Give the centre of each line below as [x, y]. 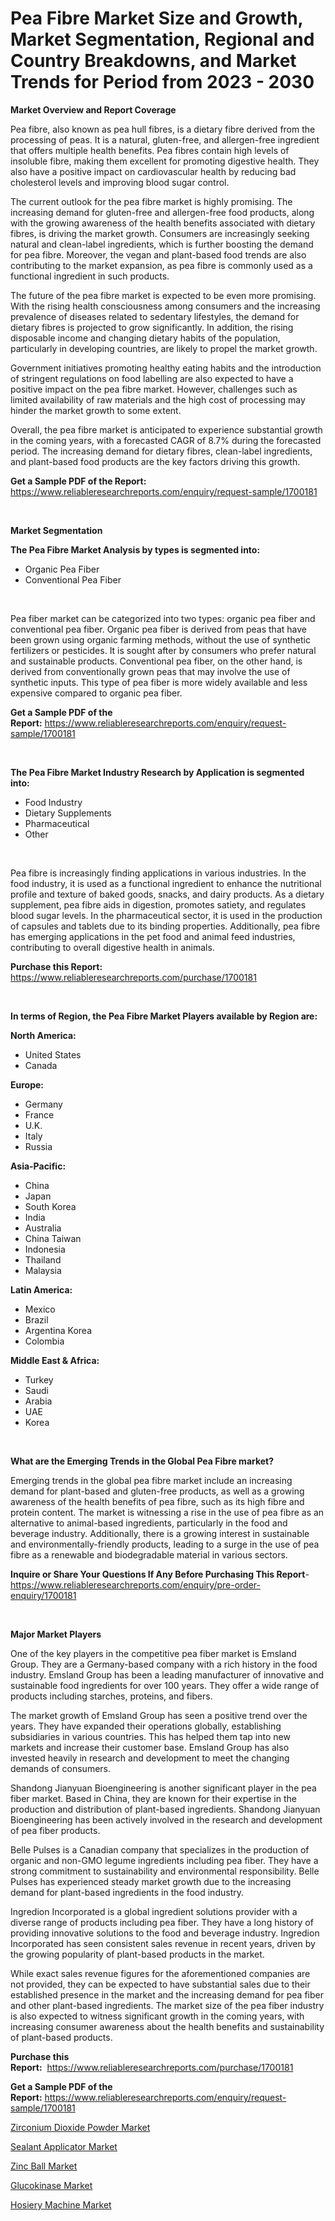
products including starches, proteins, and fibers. [111, 1696]
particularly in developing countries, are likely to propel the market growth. [164, 348]
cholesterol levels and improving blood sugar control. [120, 182]
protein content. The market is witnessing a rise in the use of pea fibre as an [167, 1512]
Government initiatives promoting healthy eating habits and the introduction [166, 368]
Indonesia [45, 1249]
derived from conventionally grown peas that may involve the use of [150, 671]
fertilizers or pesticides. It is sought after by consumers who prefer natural [163, 650]
